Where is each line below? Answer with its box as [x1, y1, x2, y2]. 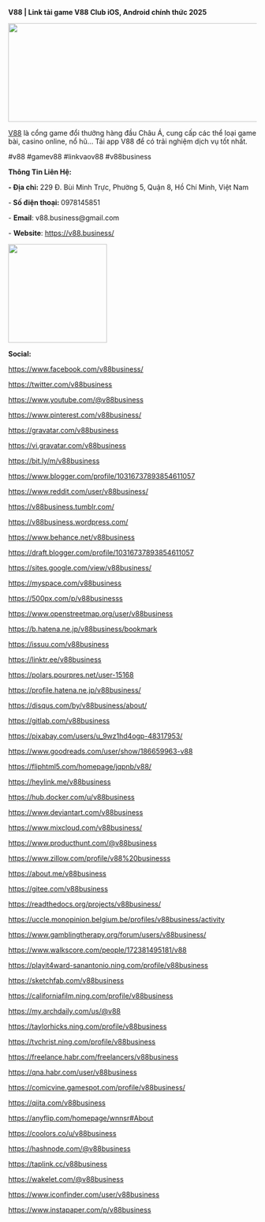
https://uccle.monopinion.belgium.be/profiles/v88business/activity [8, 915, 225, 924]
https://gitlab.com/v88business [8, 716, 110, 725]
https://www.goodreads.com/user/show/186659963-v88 [8, 746, 193, 756]
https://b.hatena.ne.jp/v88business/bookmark [8, 624, 158, 633]
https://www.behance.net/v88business [8, 533, 136, 542]
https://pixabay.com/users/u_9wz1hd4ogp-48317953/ [8, 731, 183, 741]
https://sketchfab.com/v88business [8, 976, 125, 985]
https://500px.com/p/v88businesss [8, 594, 124, 603]
